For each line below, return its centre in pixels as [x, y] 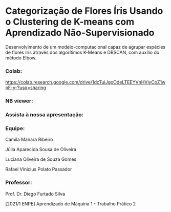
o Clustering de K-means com [70, 22]
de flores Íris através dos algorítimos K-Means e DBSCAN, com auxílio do [82, 52]
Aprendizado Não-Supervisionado [80, 33]
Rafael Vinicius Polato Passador [39, 169]
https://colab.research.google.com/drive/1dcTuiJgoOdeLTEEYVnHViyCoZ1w [85, 82]
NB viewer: [19, 101]
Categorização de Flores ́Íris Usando [84, 11]
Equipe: [15, 128]
